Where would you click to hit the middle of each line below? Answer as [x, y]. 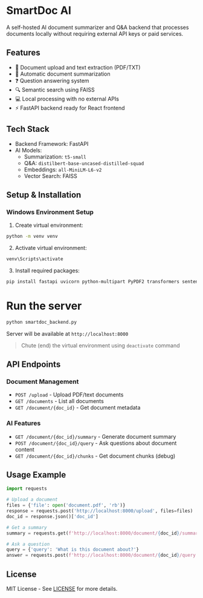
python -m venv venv [32, 237]
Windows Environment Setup [50, 212]
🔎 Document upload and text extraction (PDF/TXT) [78, 67]
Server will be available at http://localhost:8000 [67, 333]
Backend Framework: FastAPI [52, 143]
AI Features [24, 423]
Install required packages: [47, 271]
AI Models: [28, 150]
